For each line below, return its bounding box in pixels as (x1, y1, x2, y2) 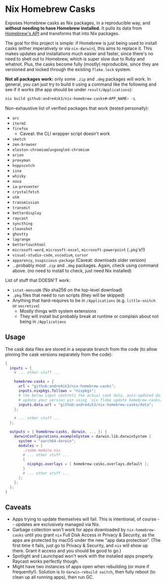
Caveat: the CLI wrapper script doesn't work (19, 130, 110, 136)
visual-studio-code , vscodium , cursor (12, 252, 88, 258)
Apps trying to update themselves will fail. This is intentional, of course (12, 516, 157, 522)
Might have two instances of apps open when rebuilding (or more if (12, 564, 150, 570)
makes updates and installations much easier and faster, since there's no (5, 51, 154, 57)
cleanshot (12, 226, 33, 231)
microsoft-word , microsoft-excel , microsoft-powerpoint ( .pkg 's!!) (12, 247, 146, 253)
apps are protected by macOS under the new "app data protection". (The (12, 537, 161, 543)
